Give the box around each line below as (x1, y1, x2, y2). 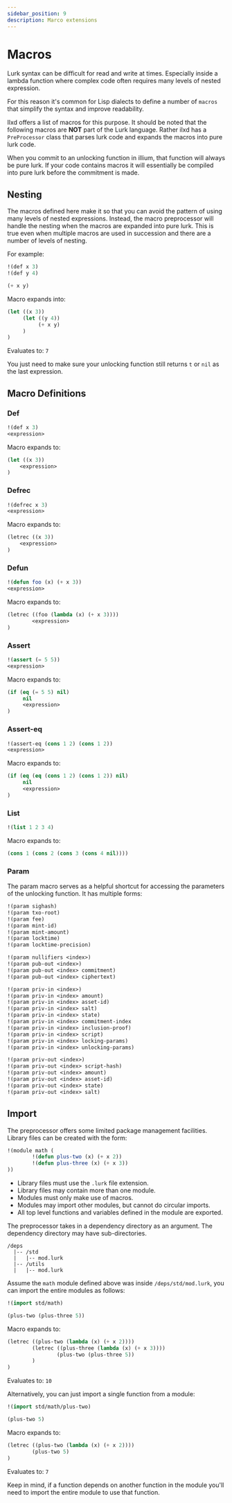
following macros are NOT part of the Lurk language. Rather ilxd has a (7, 125, 207, 134)
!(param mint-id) (7, 922, 57, 929)
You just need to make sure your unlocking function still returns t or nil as (7, 360, 220, 368)
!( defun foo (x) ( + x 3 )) (7, 579, 82, 586)
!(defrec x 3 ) (7, 501, 48, 508)
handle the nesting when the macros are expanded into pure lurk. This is (7, 222, 214, 230)
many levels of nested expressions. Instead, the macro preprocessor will (7, 214, 214, 223)
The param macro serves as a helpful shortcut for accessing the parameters (7, 882, 225, 891)
